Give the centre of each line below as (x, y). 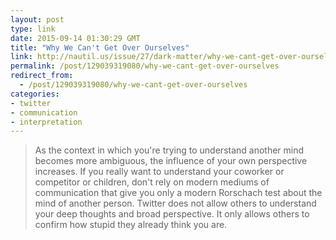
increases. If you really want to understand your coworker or (159, 172)
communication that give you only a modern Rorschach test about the (178, 193)
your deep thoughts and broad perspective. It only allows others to (172, 214)
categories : (35, 94)
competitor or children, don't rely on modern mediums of (152, 182)
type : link (33, 29)
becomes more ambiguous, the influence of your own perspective (171, 161)
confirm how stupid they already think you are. (131, 225)
